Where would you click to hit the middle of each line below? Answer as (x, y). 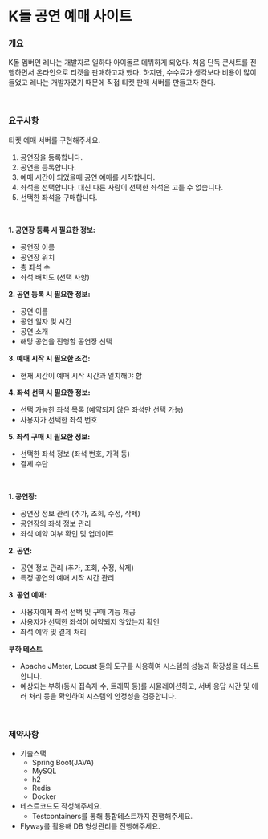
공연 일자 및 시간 (46, 321)
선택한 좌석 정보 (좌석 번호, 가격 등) (75, 454)
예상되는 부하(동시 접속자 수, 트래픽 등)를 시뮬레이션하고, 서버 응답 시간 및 (135, 686)
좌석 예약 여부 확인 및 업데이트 (67, 533)
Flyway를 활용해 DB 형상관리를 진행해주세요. (90, 826)
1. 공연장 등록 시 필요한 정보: (52, 230)
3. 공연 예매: (27, 594)
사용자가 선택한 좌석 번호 (59, 419)
